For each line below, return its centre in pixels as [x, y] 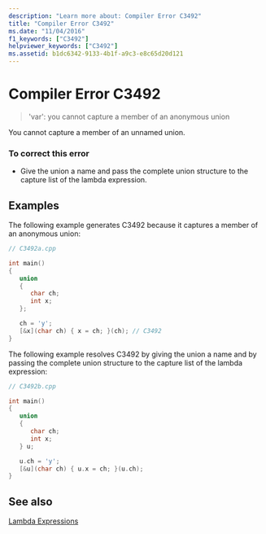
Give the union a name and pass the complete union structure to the [134, 171]
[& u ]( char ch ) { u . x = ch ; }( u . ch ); [81, 469]
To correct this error [49, 153]
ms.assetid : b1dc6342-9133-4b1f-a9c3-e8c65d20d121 [96, 54]
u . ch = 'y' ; [39, 461]
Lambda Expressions [44, 521]
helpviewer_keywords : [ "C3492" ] [63, 46]
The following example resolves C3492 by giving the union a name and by [133, 354]
